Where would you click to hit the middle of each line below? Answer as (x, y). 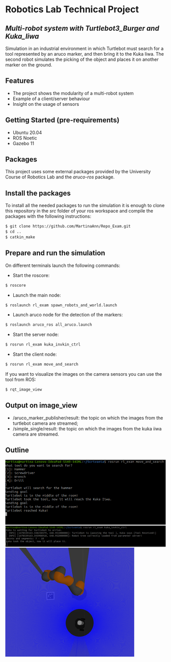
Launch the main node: (37, 295)
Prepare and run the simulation (55, 253)
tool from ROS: (21, 380)
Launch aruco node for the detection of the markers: (68, 315)
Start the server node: (36, 335)
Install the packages (38, 193)
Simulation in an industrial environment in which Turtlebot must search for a (84, 49)
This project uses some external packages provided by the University (78, 172)
